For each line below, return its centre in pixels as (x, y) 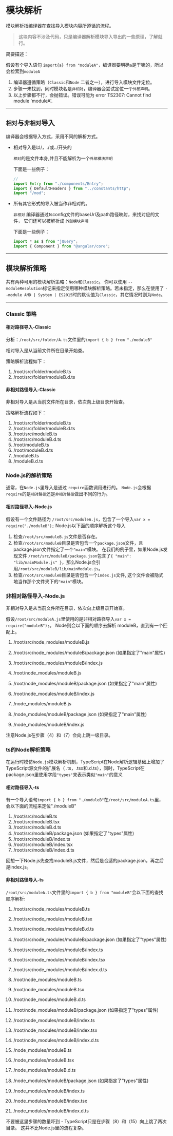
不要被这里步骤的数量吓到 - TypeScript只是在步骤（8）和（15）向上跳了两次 (86, 1121)
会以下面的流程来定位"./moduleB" (41, 806)
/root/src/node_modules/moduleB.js (51, 642)
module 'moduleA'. (33, 101)
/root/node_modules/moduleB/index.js (54, 694)
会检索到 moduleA (23, 71)
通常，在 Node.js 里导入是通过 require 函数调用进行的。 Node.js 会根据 (79, 488)
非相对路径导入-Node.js (35, 596)
